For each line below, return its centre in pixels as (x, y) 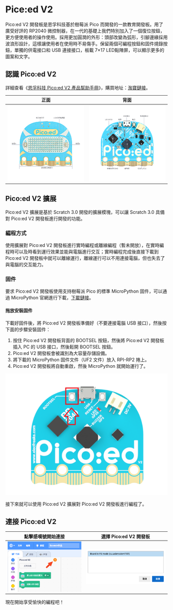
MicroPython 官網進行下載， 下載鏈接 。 (52, 298)
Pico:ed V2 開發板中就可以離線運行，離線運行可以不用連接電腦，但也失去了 (85, 258)
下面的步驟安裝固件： (28, 329)
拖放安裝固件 (19, 310)
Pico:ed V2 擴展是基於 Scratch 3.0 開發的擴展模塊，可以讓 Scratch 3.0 (80, 212)
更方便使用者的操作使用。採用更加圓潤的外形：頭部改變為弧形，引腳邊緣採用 (86, 37)
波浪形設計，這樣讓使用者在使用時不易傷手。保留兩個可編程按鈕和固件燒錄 (84, 43)
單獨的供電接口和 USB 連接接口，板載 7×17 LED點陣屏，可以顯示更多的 (89, 50)
